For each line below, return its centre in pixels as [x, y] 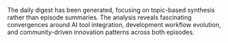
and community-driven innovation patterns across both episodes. [101, 32]
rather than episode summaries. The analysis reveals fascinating [100, 17]
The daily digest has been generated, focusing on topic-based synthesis [111, 10]
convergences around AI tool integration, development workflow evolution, [114, 25]
